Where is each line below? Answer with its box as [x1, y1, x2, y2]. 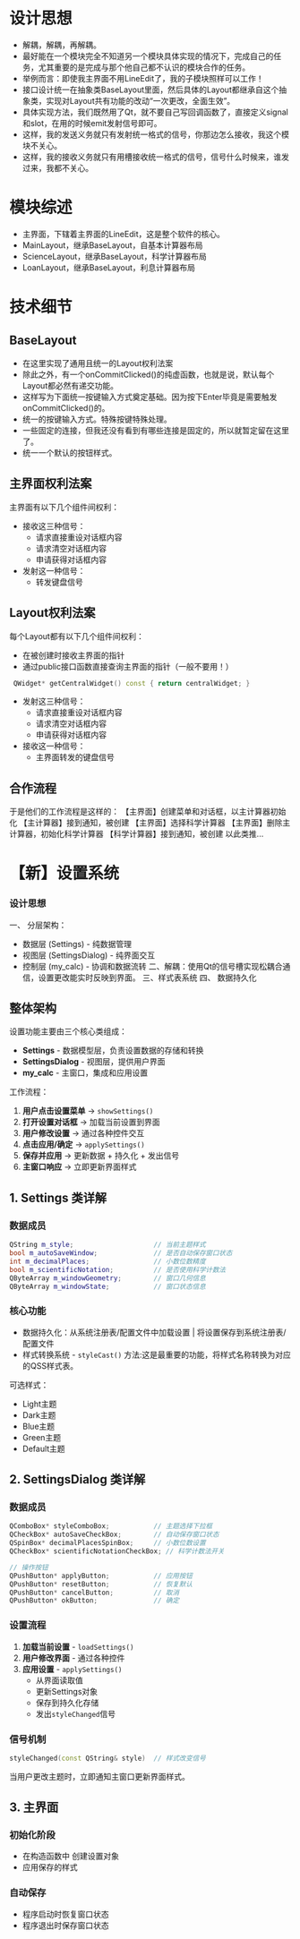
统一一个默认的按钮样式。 [21, 447, 117, 457]
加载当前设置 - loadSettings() [21, 1641, 134, 1652]
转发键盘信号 [35, 577, 83, 587]
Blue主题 [21, 1421, 56, 1431]
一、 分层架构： [9, 919, 67, 930]
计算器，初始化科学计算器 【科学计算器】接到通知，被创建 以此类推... [9, 829, 264, 840]
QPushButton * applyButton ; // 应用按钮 [9, 1571, 193, 1580]
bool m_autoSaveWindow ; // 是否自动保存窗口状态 [9, 1249, 233, 1258]
